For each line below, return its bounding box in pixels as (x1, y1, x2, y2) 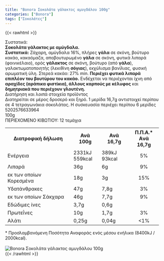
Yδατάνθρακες (7, 185, 43, 192)
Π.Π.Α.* (135, 129, 153, 136)
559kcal (73, 156, 93, 162)
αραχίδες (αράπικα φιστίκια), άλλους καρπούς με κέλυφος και (5, 81, 139, 87)
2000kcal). (5, 235, 27, 241)
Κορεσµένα (7, 178, 34, 184)
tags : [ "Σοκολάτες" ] (5, 16, 47, 21)
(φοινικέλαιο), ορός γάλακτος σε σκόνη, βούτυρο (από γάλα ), (5, 60, 133, 66)
